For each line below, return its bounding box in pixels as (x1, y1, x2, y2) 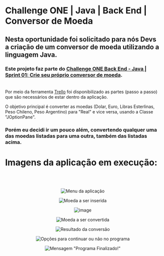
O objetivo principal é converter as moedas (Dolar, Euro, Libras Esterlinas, (5, 104, 155, 110)
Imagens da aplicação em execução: (5, 157, 158, 168)
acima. (5, 139, 22, 146)
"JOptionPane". (5, 114, 36, 120)
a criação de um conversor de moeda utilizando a (5, 42, 160, 51)
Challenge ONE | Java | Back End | (5, 5, 147, 16)
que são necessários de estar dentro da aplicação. (5, 94, 108, 100)
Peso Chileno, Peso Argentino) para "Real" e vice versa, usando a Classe (5, 109, 154, 114)
